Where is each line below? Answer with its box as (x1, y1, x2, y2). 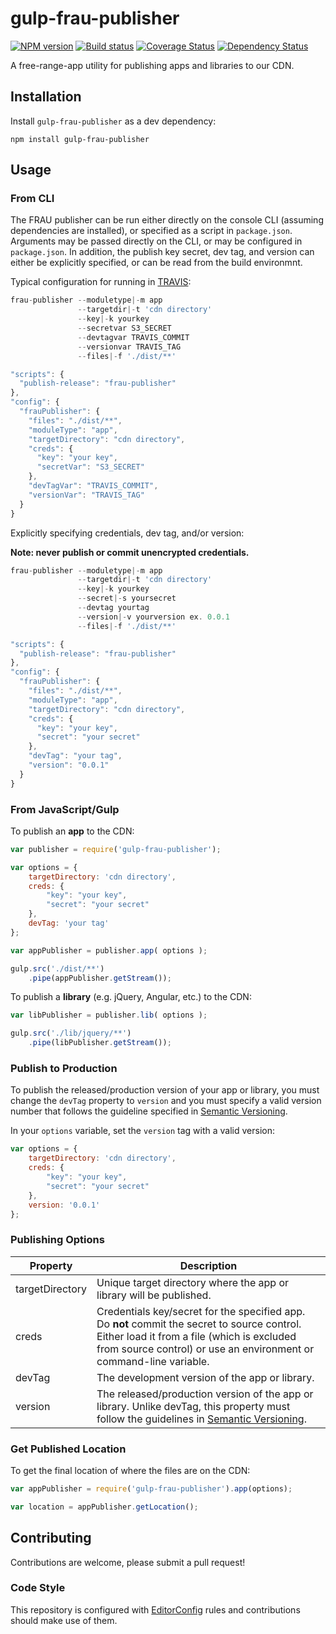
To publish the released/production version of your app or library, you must (10, 1084, 320, 1096)
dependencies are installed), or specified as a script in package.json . (10, 225, 293, 237)
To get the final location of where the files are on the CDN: (10, 1465, 251, 1476)
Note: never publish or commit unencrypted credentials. (10, 546, 250, 558)
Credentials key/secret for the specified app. (96, 1304, 306, 1318)
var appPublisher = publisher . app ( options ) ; (10, 945, 208, 956)
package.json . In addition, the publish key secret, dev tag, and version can (10, 246, 315, 258)
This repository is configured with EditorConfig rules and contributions (10, 1603, 301, 1616)
